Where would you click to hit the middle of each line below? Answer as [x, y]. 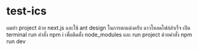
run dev [16, 41]
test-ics [27, 11]
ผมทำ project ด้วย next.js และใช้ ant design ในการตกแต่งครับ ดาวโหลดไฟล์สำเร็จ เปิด [98, 28]
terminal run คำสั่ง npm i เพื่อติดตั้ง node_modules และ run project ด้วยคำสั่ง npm [99, 34]
